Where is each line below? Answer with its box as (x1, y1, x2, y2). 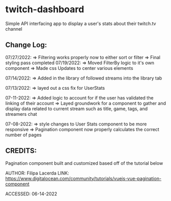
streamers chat (5, 111, 37, 117)
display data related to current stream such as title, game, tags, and (5, 106, 148, 112)
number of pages (5, 132, 42, 138)
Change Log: (5, 41, 47, 49)
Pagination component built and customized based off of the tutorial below (5, 160, 163, 166)
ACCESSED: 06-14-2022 (5, 190, 57, 197)
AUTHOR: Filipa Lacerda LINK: (5, 170, 69, 176)
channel (5, 26, 23, 32)
